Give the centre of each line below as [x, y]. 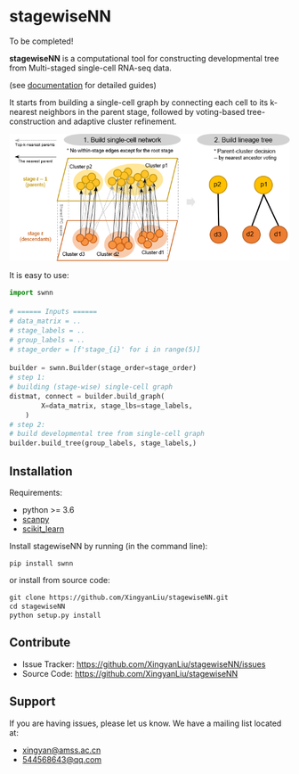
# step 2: [28, 424]
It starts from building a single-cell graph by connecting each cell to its [139, 102]
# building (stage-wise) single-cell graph [91, 387]
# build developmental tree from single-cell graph [107, 434]
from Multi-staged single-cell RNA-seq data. [90, 68]
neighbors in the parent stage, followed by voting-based [142, 111]
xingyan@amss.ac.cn [61, 750]
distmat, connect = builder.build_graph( [87, 396]
